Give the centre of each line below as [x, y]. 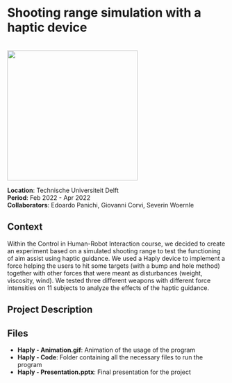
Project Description [50, 310]
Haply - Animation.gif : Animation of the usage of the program [106, 350]
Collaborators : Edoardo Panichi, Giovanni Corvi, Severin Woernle [101, 205]
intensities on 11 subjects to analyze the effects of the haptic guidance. [108, 288]
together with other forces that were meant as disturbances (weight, [105, 273]
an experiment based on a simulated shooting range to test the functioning [114, 250]
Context [25, 227]
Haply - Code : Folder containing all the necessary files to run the [110, 357]
